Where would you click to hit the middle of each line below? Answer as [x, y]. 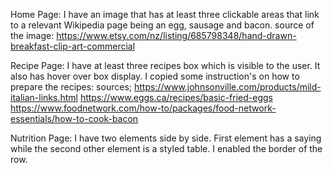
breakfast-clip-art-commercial [73, 46]
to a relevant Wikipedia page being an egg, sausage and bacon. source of [162, 25]
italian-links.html [44, 97]
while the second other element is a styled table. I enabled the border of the [166, 148]
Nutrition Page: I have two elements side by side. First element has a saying [166, 138]
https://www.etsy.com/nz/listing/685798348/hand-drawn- [176, 35]
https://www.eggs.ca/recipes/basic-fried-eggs [176, 97]
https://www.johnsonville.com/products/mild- [227, 87]
